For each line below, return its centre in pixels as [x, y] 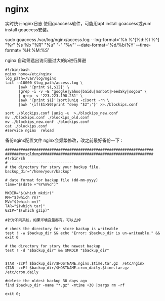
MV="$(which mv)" [23, 202]
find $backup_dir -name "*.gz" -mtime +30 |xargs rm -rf [65, 285]
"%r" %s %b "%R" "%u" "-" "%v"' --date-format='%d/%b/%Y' [70, 45]
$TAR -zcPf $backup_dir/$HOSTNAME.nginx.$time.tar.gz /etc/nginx [75, 263]
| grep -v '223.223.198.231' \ [50, 96]
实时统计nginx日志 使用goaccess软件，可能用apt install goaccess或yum [78, 23]
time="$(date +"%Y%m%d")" [32, 184]
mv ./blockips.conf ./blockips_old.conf [47, 118]
